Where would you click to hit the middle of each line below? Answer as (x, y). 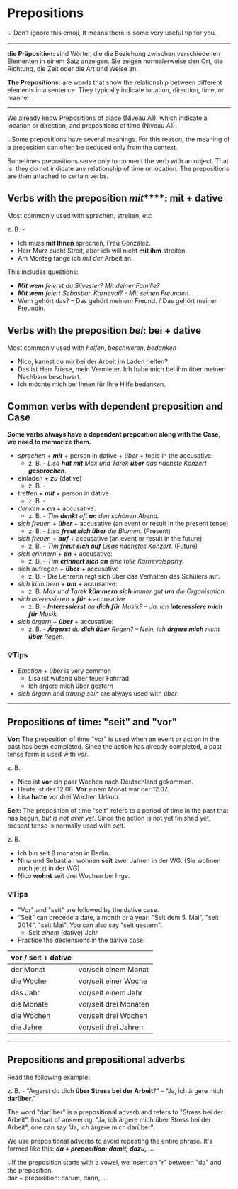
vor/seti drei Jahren (111, 1027)
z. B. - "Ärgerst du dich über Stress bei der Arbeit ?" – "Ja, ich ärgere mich (115, 1090)
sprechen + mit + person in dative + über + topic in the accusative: (115, 456)
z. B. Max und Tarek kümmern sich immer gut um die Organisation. (127, 591)
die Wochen (31, 1015)
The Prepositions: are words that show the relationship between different (115, 82)
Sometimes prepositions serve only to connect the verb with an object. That (118, 160)
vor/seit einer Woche (113, 981)
